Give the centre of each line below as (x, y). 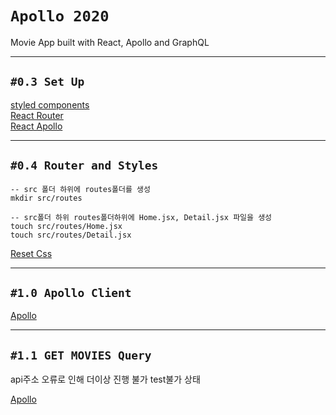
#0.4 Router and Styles (84, 165)
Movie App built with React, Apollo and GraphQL (110, 42)
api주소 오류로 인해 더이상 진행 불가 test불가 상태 (105, 379)
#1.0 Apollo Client (71, 292)
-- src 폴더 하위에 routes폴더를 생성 (80, 189)
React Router (37, 115)
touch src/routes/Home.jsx (66, 226)
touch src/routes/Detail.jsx (71, 235)
